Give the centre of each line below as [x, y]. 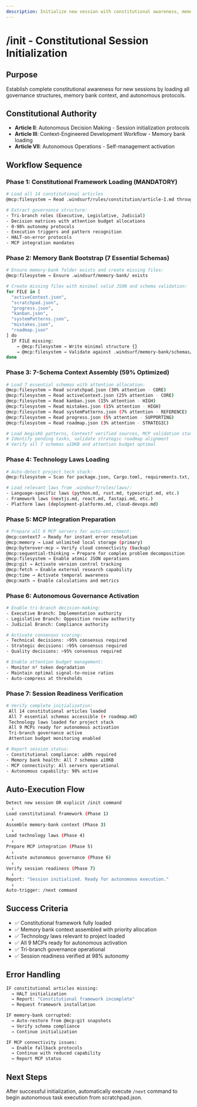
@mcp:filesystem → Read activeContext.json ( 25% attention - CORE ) [90, 396]
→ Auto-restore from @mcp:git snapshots [61, 1021]
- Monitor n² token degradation [45, 667]
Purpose [22, 75]
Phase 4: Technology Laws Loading [58, 459]
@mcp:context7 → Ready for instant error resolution [72, 537]
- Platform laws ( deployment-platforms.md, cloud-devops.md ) [82, 504]
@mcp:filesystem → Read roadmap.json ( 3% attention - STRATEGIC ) [87, 423]
